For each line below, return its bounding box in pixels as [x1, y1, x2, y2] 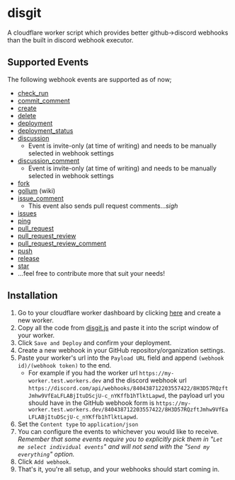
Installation [7, 290, 58, 302]
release [17, 254, 40, 262]
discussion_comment [17, 156, 80, 165]
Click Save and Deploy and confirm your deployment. [17, 338, 172, 347]
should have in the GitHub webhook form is [28, 398, 154, 407]
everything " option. [17, 450, 75, 458]
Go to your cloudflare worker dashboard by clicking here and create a [17, 308, 222, 317]
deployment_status [17, 126, 74, 135]
